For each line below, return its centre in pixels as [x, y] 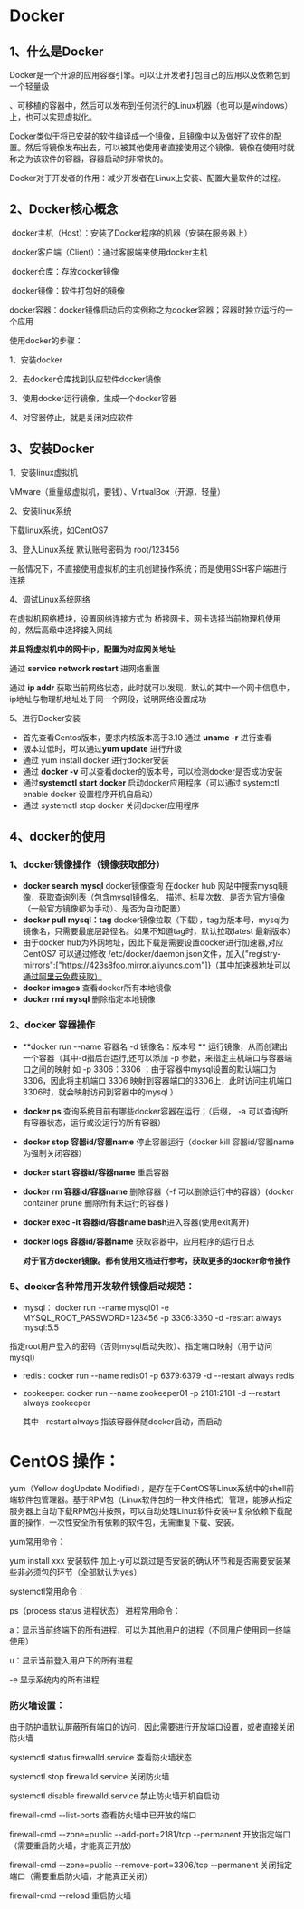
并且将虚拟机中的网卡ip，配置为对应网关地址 [92, 649]
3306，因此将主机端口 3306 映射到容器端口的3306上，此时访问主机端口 [157, 1080]
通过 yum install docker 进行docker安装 [95, 760]
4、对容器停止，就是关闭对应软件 [71, 417]
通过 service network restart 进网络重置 [85, 668]
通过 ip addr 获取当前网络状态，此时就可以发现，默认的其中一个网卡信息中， [152, 687]
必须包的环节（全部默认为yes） [83, 1572]
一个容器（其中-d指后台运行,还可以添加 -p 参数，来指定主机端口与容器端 [157, 1057]
